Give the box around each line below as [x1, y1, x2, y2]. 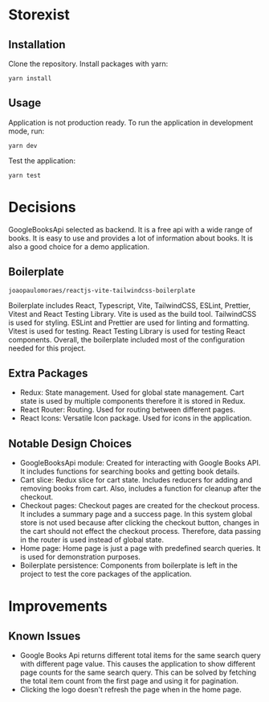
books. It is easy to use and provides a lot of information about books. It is [8, 233, 254, 243]
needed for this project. [8, 343, 86, 353]
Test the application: [8, 155, 76, 166]
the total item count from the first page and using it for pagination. [19, 676, 238, 686]
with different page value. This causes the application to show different [19, 659, 255, 669]
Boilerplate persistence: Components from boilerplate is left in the [19, 560, 238, 570]
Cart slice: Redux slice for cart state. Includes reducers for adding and [19, 475, 253, 485]
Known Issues [8, 629, 81, 642]
